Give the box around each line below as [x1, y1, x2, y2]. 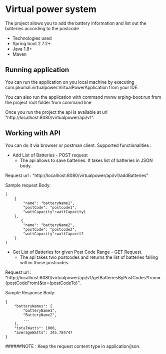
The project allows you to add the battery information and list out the [5, 20, 146, 26]
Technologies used [12, 35, 52, 41]
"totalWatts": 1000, [14, 325, 57, 330]
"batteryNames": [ [14, 303, 52, 309]
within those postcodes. [19, 259, 69, 265]
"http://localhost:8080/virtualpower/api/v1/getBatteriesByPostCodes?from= [5, 274, 161, 280]
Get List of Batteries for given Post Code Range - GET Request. [12, 249, 142, 255]
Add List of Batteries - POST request [12, 152, 88, 158]
